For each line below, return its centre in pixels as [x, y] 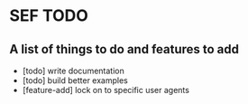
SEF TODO [49, 16]
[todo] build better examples [75, 80]
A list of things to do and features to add [124, 49]
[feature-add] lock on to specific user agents [106, 90]
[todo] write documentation [73, 71]
